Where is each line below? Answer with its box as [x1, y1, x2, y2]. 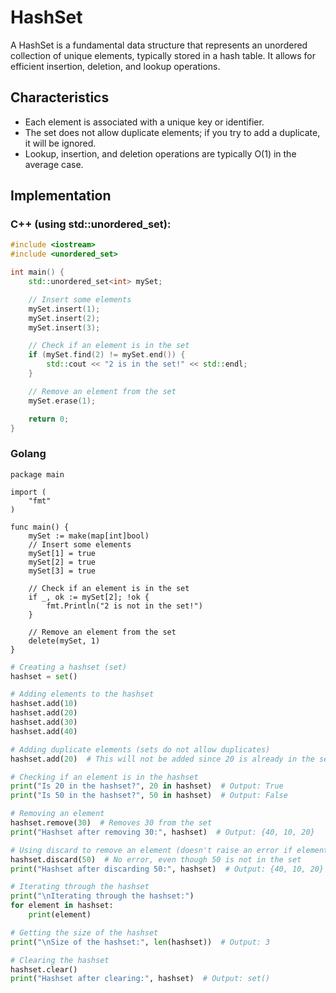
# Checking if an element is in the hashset [10, 772, 199, 782]
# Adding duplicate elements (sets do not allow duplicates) [10, 744, 271, 755]
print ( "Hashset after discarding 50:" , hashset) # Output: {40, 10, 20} [10, 864, 325, 874]
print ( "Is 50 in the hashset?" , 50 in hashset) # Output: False [10, 791, 288, 801]
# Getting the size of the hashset [10, 927, 159, 938]
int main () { [10, 267, 65, 278]
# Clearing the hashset [10, 955, 110, 965]
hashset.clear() [10, 964, 78, 975]
